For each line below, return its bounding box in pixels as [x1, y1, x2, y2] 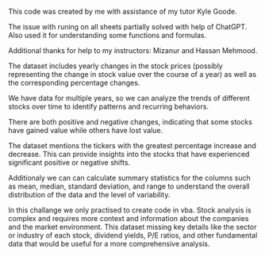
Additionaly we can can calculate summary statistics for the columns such [8, 174, 252, 182]
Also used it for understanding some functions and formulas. [8, 31, 207, 40]
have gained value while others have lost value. [8, 126, 163, 135]
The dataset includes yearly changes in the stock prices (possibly [8, 61, 224, 71]
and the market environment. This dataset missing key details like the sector [8, 222, 257, 231]
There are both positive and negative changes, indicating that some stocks [8, 117, 252, 126]
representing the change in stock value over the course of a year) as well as [8, 70, 256, 78]
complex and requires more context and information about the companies [8, 214, 249, 223]
